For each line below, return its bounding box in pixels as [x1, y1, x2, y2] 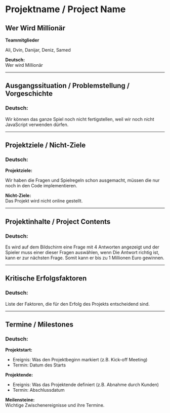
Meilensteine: [5, 397, 35, 403]
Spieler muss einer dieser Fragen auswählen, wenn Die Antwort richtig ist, [5, 250, 159, 256]
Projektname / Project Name [5, 4, 126, 15]
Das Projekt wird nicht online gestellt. [5, 198, 83, 204]
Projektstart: [5, 347, 33, 353]
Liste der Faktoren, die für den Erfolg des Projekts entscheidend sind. [5, 301, 150, 307]
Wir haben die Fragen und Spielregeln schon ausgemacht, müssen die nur [5, 177, 160, 183]
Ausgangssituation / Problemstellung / [5, 81, 130, 90]
